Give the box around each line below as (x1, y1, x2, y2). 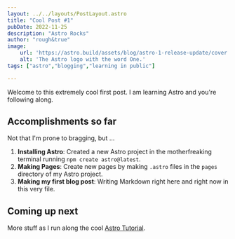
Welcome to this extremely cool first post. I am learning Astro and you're (7, 88, 217, 96)
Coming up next (7, 205, 79, 217)
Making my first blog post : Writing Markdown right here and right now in (17, 177, 229, 186)
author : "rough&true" (7, 36, 71, 43)
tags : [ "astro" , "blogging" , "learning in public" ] (7, 62, 156, 69)
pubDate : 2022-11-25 (7, 23, 68, 30)
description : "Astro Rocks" (7, 29, 90, 37)
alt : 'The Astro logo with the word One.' (20, 56, 146, 63)
